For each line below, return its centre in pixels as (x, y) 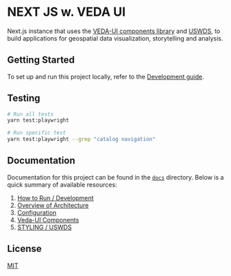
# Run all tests (30, 114)
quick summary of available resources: (62, 184)
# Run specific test (37, 133)
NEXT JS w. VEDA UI (67, 12)
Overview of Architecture (53, 205)
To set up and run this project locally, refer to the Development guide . (106, 76)
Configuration (37, 212)
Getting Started (41, 60)
